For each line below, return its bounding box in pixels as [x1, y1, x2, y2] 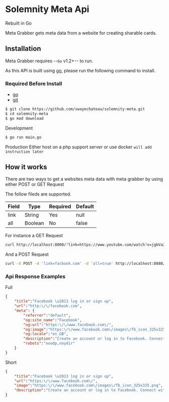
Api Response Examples [5, 273, 66, 280]
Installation [5, 44, 41, 53]
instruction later [5, 149, 44, 154]
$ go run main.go [5, 135, 42, 140]
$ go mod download [5, 116, 44, 121]
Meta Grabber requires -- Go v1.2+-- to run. [5, 58, 94, 64]
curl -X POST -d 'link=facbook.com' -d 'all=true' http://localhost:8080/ [5, 261, 165, 266]
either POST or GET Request [5, 181, 64, 187]
